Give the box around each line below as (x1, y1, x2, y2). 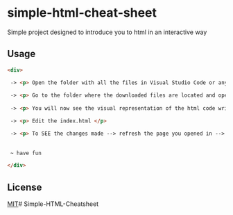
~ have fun (10, 150, 42, 157)
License (7, 181, 42, 193)
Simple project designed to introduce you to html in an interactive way (7, 28, 207, 36)
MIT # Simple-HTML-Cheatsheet (7, 200, 99, 208)
